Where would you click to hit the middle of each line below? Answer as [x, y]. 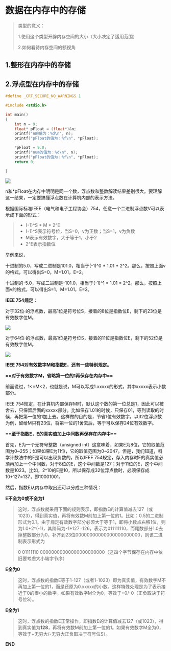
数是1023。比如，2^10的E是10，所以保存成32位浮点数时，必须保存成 [77, 470]
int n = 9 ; [26, 124]
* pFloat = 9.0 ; [31, 148]
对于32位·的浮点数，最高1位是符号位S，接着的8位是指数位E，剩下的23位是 [84, 311]
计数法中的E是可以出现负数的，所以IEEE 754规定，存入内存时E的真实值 [84, 457]
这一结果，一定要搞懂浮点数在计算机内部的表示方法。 [61, 197]
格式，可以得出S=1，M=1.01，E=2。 [54, 289]
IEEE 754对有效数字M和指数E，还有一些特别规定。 [58, 365]
